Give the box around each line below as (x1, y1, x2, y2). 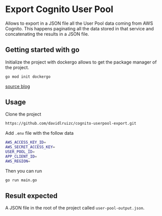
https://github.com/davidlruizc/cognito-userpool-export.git (5, 121, 137, 126)
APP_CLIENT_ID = (5, 154, 37, 159)
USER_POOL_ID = (5, 149, 35, 154)
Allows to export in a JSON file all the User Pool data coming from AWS (5, 20, 153, 26)
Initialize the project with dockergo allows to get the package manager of (5, 59, 157, 65)
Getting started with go (5, 45, 80, 54)
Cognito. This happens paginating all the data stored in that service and (5, 25, 154, 31)
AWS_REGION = (5, 158, 30, 164)
